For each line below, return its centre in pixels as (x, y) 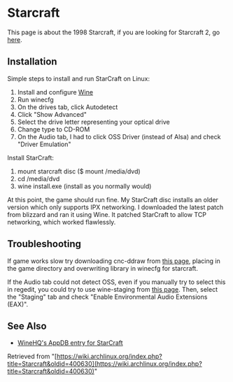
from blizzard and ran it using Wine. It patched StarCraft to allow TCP (107, 214)
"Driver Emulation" (44, 144)
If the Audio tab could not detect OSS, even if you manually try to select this (116, 282)
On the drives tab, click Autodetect (68, 107)
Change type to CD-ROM (54, 129)
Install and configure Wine (55, 92)
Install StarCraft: (31, 157)
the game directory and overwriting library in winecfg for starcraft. (103, 268)
